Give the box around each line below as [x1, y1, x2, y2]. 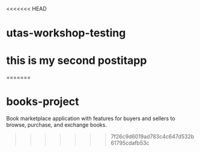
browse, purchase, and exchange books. [6, 121, 107, 128]
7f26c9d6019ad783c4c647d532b [111, 133, 195, 141]
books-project [6, 95, 79, 109]
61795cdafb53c [111, 139, 150, 147]
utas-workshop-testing [6, 27, 126, 40]
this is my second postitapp [6, 54, 147, 68]
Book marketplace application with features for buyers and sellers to [6, 115, 175, 122]
